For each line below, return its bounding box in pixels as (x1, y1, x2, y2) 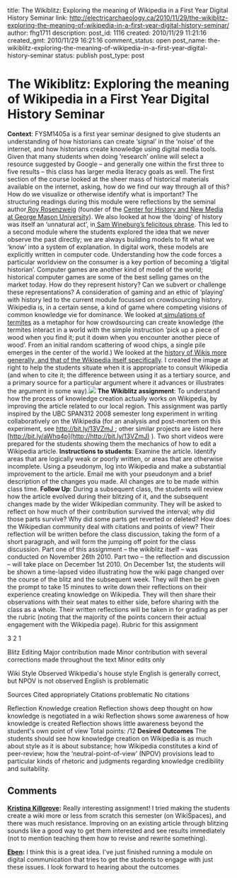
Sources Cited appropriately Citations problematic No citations (7, 690, 190, 699)
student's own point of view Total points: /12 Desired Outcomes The (7, 726, 207, 735)
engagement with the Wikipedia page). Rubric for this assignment (7, 620, 199, 628)
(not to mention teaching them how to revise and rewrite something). (7, 833, 207, 843)
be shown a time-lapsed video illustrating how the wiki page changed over (7, 567, 225, 576)
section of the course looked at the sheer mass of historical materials (7, 174, 209, 183)
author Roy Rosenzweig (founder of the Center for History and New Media (7, 205, 224, 213)
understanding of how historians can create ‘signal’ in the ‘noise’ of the (7, 137, 214, 145)
